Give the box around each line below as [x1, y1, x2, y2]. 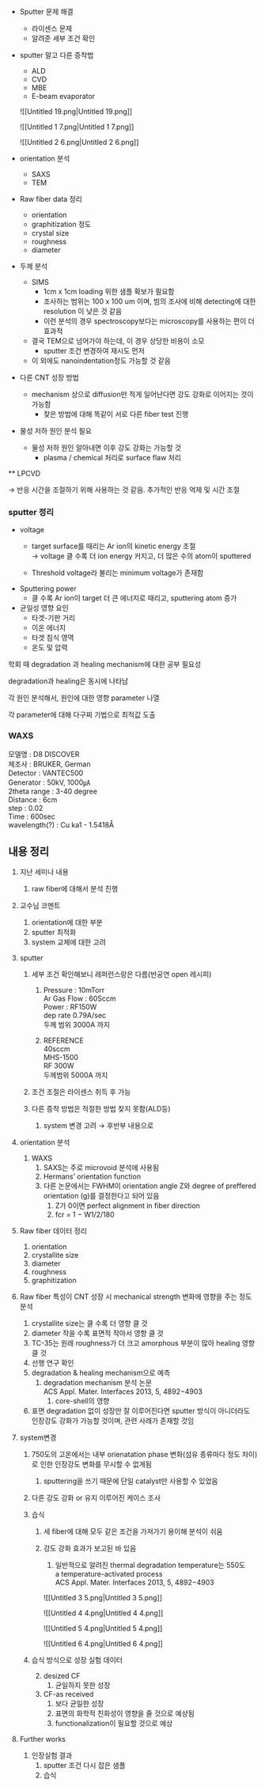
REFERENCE [43, 1035, 85, 1046]
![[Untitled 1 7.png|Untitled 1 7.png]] [19, 122, 134, 131]
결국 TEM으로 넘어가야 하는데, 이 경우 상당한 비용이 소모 [31, 336, 205, 346]
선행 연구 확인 [31, 1358, 74, 1368]
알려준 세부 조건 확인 [31, 34, 96, 43]
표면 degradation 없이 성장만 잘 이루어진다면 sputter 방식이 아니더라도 [31, 1407, 251, 1416]
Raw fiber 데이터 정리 [19, 1226, 87, 1236]
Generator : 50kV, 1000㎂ [8, 778, 91, 787]
